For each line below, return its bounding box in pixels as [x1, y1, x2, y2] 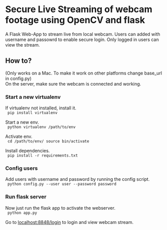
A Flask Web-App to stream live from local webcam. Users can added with [5, 31, 160, 37]
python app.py [7, 210, 37, 215]
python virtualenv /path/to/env [7, 125, 76, 130]
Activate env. [5, 133, 33, 140]
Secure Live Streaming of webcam [5, 4, 153, 15]
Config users [5, 165, 38, 172]
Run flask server [5, 194, 47, 201]
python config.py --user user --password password [7, 181, 116, 187]
